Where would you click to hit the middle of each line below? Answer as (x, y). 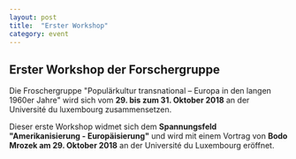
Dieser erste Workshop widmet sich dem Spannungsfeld (113, 127)
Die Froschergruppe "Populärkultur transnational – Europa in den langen (140, 91)
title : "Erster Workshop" (59, 26)
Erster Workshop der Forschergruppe (115, 69)
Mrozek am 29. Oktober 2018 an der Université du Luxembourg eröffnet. (142, 146)
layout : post (33, 17)
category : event (39, 34)
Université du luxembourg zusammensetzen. (91, 110)
